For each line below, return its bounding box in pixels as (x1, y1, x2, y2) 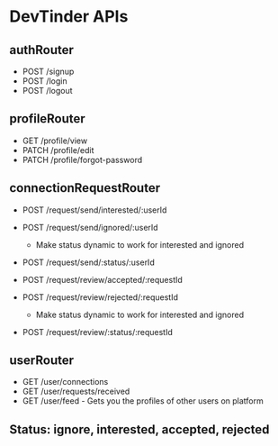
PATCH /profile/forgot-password (22, 154, 143, 165)
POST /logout (22, 86, 74, 96)
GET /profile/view (22, 135, 88, 146)
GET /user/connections (22, 377, 109, 387)
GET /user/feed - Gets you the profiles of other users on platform (22, 396, 264, 406)
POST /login (22, 76, 67, 86)
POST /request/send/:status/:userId (22, 257, 155, 268)
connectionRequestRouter (9, 180, 160, 196)
